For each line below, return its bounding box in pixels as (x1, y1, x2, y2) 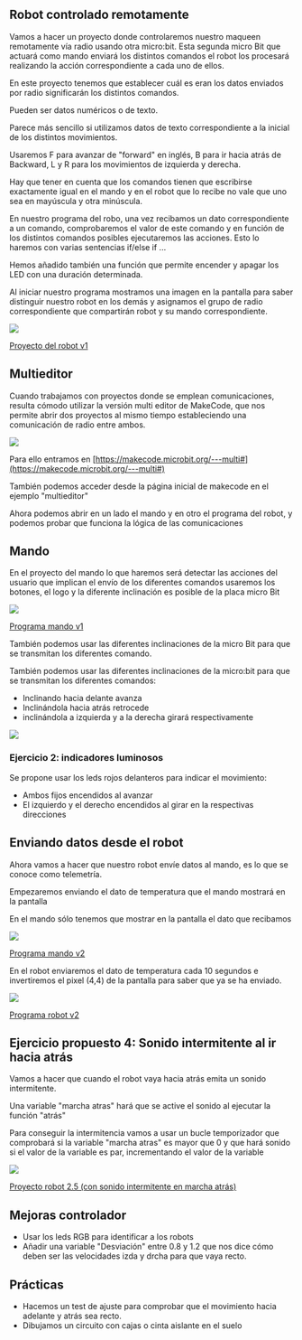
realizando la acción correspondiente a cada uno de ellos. (9, 60, 224, 70)
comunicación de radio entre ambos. (9, 419, 146, 430)
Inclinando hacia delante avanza (22, 693, 142, 704)
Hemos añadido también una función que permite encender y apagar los (9, 259, 279, 270)
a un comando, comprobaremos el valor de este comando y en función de (9, 222, 285, 233)
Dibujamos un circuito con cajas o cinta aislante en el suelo (22, 1319, 243, 1331)
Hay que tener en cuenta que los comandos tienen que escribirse (9, 176, 252, 187)
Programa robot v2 (9, 1009, 79, 1020)
